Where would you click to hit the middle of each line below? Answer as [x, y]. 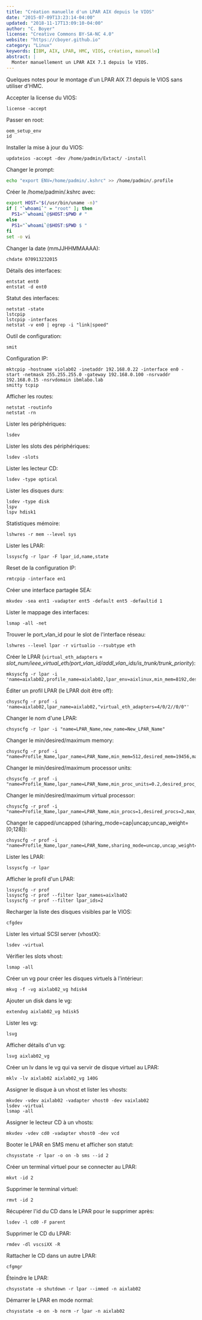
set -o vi [19, 237]
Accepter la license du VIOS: [42, 98]
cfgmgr [14, 1266]
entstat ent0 [23, 281]
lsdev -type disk [28, 501]
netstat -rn [21, 413]
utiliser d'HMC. [25, 86]
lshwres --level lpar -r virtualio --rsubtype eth [71, 646]
